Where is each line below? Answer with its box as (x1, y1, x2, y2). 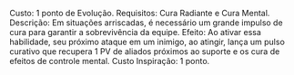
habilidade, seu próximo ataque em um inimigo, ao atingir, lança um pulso (9, 36, 285, 47)
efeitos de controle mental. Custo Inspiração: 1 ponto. (9, 56, 210, 66)
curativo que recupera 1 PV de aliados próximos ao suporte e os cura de (9, 46, 280, 57)
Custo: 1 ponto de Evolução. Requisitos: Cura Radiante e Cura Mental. (9, 8, 270, 18)
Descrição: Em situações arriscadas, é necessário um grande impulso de (9, 17, 284, 28)
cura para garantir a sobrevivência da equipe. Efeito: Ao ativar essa (9, 27, 262, 37)
